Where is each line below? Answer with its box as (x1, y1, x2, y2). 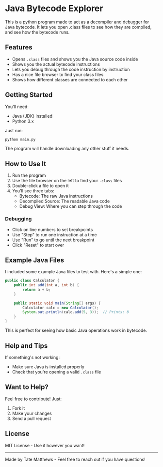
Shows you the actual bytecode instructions (12, 61, 100, 67)
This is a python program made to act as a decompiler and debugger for (5, 19, 149, 25)
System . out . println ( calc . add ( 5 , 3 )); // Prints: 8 (22, 310, 130, 315)
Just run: (5, 127, 23, 133)
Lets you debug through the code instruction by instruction (12, 66, 130, 72)
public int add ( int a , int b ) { (14, 283, 79, 288)
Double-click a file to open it (12, 183, 69, 189)
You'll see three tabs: (12, 188, 55, 194)
